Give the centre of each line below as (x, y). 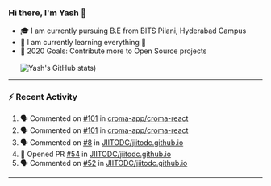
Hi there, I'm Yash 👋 (48, 13)
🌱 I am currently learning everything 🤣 (83, 43)
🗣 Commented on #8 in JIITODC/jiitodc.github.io (102, 142)
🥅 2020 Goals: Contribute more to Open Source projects (113, 51)
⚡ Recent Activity (43, 97)
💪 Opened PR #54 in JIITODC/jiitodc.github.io (96, 154)
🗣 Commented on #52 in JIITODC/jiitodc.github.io (104, 163)
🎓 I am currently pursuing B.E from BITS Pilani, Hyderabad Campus (133, 31)
